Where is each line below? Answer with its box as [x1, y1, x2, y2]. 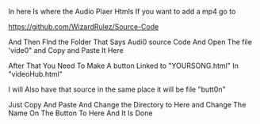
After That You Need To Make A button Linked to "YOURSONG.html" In [8, 61, 239, 70]
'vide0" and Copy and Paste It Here [8, 46, 124, 54]
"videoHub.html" [8, 70, 63, 78]
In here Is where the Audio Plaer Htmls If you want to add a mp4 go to [8, 7, 236, 16]
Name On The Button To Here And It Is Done [8, 108, 153, 118]
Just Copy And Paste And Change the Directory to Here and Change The [8, 100, 247, 109]
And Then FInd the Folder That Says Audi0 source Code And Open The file [8, 37, 252, 47]
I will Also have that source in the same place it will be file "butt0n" [8, 85, 226, 94]
